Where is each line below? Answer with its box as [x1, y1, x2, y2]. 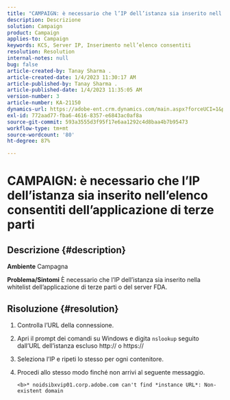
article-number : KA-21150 [7, 99, 81, 106]
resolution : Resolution [7, 49, 75, 56]
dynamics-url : [7, 106, 48, 113]
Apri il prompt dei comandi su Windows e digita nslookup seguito [16, 334, 200, 342]
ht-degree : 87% [7, 138, 51, 145]
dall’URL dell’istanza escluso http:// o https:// [16, 341, 144, 350]
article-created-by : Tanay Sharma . [7, 67, 112, 74]
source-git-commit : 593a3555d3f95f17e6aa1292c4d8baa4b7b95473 [7, 118, 188, 126]
